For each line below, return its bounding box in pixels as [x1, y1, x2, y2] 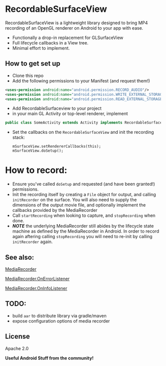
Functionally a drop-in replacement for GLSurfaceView [12, 35, 124, 41]
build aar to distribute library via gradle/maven [12, 313, 107, 319]
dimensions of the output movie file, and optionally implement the [12, 202, 146, 208]
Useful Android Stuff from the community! [5, 355, 94, 361]
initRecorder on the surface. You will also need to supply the [12, 197, 137, 203]
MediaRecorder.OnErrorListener [5, 276, 70, 282]
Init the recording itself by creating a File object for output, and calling [12, 192, 157, 198]
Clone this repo [12, 73, 43, 79]
